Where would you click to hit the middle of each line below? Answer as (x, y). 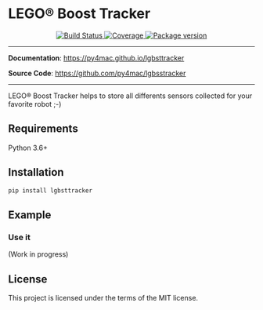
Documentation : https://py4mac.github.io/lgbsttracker (96, 58)
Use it (20, 237)
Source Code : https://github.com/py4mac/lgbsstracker (97, 73)
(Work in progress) (38, 254)
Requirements (43, 129)
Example (30, 215)
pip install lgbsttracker (50, 190)
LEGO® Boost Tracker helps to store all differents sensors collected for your (130, 96)
